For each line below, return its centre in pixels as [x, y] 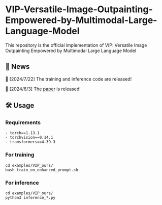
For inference [22, 183]
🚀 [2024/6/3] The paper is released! [43, 89]
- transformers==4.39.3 [30, 142]
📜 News [18, 67]
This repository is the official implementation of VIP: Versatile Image [76, 45]
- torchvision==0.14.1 [29, 138]
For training [20, 155]
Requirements [23, 122]
